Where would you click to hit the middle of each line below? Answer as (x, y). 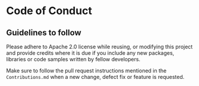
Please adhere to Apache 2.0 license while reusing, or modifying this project (99, 47)
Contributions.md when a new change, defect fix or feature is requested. (95, 77)
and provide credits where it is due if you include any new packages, (90, 53)
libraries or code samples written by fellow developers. (73, 59)
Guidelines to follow (44, 33)
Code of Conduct (49, 11)
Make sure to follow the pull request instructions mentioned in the (86, 71)
